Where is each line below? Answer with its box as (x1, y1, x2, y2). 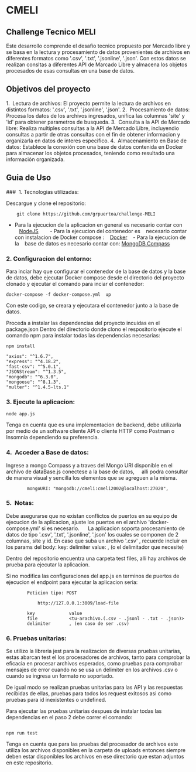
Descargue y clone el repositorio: (6, 200, 87, 207)
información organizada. (6, 156, 66, 163)
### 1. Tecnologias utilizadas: (6, 188, 79, 195)
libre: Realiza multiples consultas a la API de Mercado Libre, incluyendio (6, 124, 180, 132)
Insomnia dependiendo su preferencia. (6, 434, 99, 441)
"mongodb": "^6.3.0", (6, 374, 59, 380)
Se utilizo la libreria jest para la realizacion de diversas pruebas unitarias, (6, 648, 182, 655)
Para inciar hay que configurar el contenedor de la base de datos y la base (6, 268, 186, 275)
